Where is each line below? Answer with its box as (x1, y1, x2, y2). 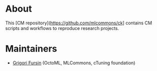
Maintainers (5, 43, 57, 55)
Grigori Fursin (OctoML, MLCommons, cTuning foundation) (12, 59, 136, 66)
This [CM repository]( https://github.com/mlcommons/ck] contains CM (5, 20, 152, 26)
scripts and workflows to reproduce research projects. (5, 25, 119, 31)
